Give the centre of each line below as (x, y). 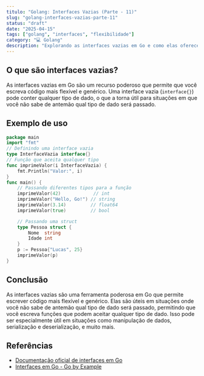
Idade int (40, 238)
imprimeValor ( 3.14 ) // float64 (68, 205)
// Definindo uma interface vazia (50, 149)
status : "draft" (27, 23)
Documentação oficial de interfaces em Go (69, 360)
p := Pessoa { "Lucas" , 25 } (50, 250)
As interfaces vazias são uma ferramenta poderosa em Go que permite (95, 294)
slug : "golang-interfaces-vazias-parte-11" (62, 18)
